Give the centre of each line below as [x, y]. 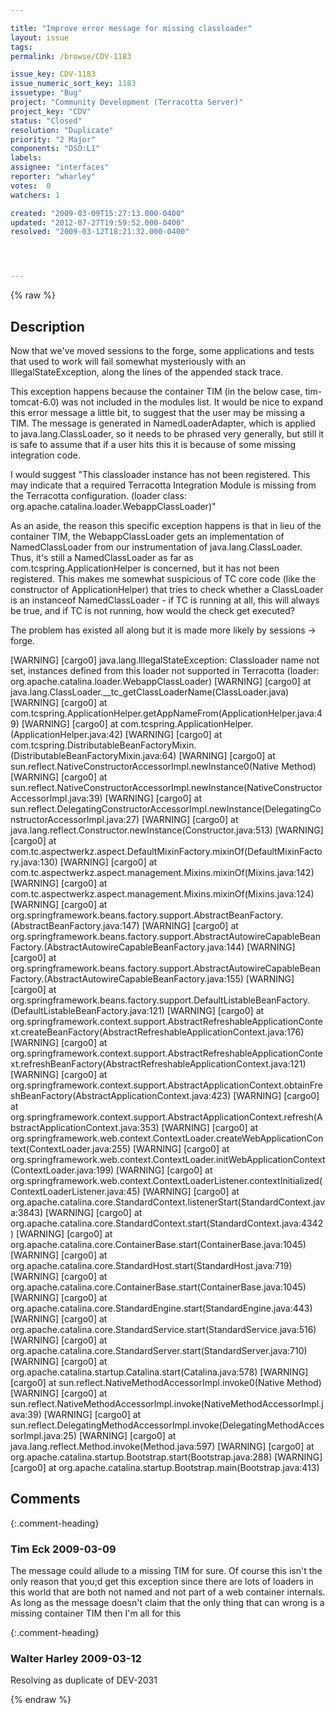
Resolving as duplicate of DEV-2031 [84, 1680]
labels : [26, 158]
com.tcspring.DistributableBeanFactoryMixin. [103, 745]
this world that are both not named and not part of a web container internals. [168, 1592]
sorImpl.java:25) [43, 1435]
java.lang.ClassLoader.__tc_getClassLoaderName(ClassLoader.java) [150, 692]
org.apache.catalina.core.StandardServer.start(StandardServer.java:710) [159, 1350]
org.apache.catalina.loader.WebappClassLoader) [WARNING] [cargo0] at [161, 681]
